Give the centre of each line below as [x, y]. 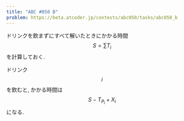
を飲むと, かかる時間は [34, 90]
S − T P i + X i [102, 101]
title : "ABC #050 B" [32, 12]
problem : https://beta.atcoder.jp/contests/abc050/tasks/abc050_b [92, 18]
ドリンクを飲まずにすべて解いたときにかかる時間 [67, 35]
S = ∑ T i [102, 46]
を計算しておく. [26, 57]
